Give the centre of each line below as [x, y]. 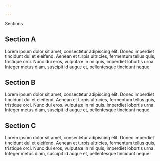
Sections [14, 23]
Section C [21, 126]
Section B [20, 82]
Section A [21, 39]
